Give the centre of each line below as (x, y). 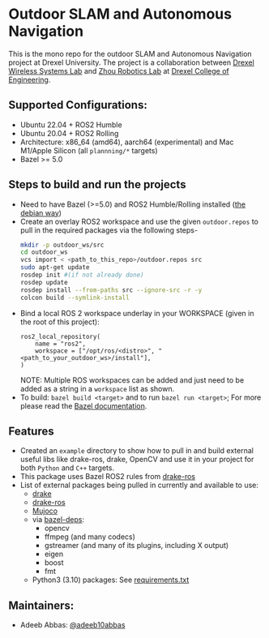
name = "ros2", (61, 344)
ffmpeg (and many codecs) (90, 537)
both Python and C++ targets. (67, 468)
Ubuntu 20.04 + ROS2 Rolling (69, 133)
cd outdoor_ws (44, 252)
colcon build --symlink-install (75, 298)
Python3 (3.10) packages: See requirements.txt (111, 580)
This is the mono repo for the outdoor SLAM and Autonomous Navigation (130, 54)
